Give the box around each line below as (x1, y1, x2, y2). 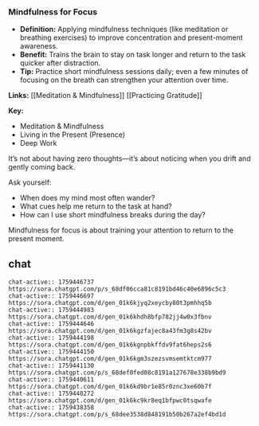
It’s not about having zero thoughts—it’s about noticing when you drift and (8, 154, 251, 163)
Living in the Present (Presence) (19, 130, 126, 139)
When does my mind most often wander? (19, 193, 155, 203)
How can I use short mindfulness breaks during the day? (19, 210, 206, 220)
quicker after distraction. (19, 58, 101, 68)
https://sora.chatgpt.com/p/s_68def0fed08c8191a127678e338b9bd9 (8, 369, 226, 377)
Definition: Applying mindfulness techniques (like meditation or (19, 25, 229, 34)
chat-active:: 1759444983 (8, 306, 94, 315)
